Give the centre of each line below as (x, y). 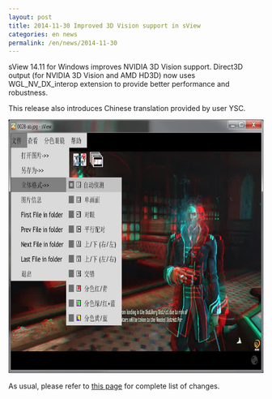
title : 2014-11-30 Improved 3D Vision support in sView (104, 26)
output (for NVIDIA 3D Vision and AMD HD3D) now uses (102, 75)
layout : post (30, 17)
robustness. (28, 92)
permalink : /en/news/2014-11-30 (63, 43)
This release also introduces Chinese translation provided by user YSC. (127, 109)
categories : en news (43, 34)
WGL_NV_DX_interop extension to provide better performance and (119, 84)
